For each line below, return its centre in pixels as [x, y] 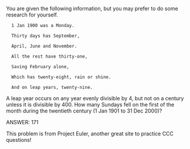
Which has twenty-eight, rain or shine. [61, 77]
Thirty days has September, [46, 36]
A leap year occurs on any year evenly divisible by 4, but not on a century [95, 98]
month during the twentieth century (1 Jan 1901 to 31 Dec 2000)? [84, 111]
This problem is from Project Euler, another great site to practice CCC [90, 134]
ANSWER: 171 [22, 122]
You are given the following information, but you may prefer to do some [92, 9]
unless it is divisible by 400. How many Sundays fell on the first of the [90, 105]
